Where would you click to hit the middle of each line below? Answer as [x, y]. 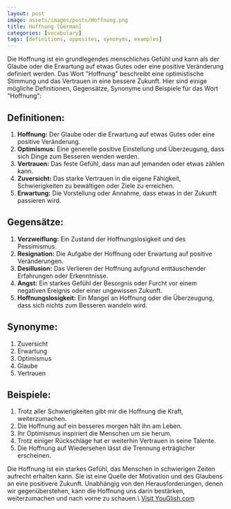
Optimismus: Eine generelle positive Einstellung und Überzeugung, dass [121, 149]
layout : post [26, 14]
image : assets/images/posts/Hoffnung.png [68, 20]
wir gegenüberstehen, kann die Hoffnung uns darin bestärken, [96, 491]
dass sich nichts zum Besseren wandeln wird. [82, 305]
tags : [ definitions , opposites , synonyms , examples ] [85, 39]
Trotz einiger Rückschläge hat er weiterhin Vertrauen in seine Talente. [117, 441]
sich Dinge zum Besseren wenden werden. [78, 156]
